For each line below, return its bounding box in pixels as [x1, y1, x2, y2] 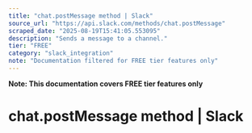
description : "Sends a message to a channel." [8, 34, 168, 43]
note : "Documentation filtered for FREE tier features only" [8, 57, 219, 65]
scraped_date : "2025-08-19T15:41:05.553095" [8, 27, 161, 35]
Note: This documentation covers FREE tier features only [8, 78, 204, 89]
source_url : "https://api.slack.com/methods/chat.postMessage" [8, 19, 226, 27]
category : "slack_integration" [8, 49, 114, 57]
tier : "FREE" [8, 42, 52, 50]
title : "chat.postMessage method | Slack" [8, 11, 153, 20]
